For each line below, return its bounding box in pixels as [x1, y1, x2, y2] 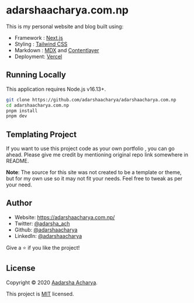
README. [6, 158, 29, 165]
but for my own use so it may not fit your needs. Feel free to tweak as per [6, 175, 183, 182]
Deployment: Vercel [14, 53, 63, 60]
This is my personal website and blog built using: [6, 23, 124, 30]
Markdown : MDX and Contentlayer [14, 46, 99, 53]
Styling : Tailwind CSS [14, 40, 68, 47]
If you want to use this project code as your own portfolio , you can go [6, 145, 175, 152]
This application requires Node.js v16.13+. [6, 86, 106, 93]
